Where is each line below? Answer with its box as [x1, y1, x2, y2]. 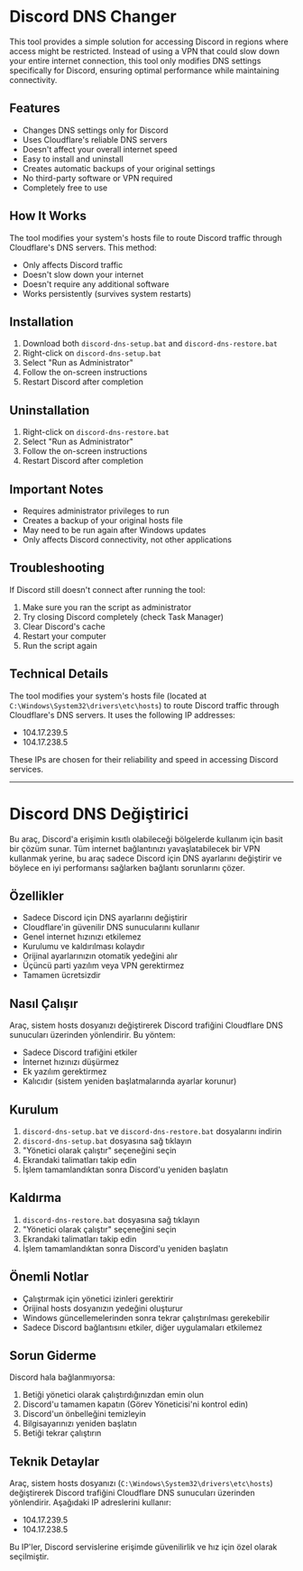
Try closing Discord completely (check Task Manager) [22, 611, 224, 622]
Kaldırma [9, 1190, 61, 1206]
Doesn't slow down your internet [22, 269, 144, 280]
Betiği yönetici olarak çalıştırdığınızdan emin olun [22, 1390, 205, 1400]
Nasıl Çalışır [9, 995, 78, 1012]
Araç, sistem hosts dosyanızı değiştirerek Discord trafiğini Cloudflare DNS [9, 1020, 284, 1030]
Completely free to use [22, 182, 108, 193]
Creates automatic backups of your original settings [22, 162, 216, 173]
